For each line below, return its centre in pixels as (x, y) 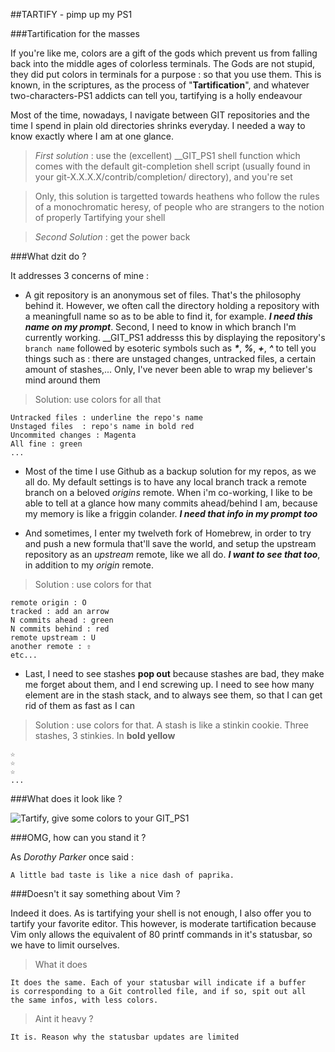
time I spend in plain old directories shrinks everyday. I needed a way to (158, 125)
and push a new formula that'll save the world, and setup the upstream (170, 543)
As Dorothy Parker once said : (72, 857)
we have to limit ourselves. (65, 945)
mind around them (62, 380)
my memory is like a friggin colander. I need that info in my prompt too (171, 513)
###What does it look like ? (66, 798)
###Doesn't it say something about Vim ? (95, 893)
